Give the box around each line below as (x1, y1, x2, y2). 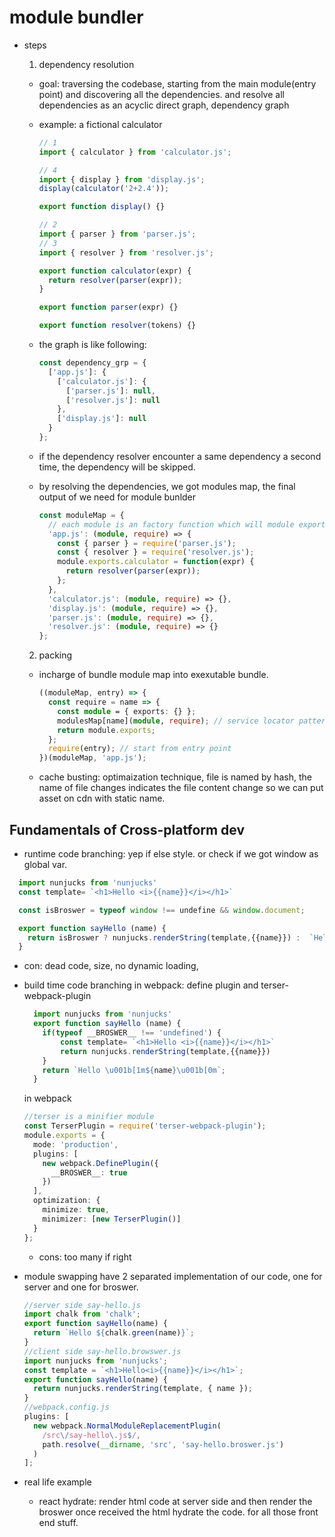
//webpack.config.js (23, 1402, 110, 1413)
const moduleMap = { (38, 510, 125, 520)
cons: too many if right (38, 1251, 132, 1263)
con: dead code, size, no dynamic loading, (23, 960, 199, 972)
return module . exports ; (57, 725, 156, 735)
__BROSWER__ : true (50, 1167, 128, 1178)
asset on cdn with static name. (38, 792, 166, 805)
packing (38, 649, 73, 661)
